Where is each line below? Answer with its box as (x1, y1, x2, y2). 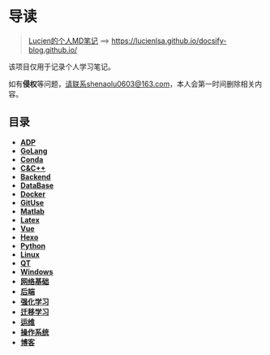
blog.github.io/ (28, 45, 78, 54)
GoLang (19, 145, 48, 155)
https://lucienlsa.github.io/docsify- (111, 36, 227, 45)
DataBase (19, 180, 54, 190)
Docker (19, 188, 46, 199)
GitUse (19, 197, 45, 207)
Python (19, 240, 46, 250)
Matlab (19, 206, 45, 216)
